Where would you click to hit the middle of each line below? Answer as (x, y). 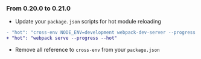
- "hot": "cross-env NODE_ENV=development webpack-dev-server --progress (101, 33)
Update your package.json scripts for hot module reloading (88, 22)
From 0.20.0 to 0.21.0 (39, 8)
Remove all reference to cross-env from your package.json (87, 50)
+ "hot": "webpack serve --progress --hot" (62, 38)
